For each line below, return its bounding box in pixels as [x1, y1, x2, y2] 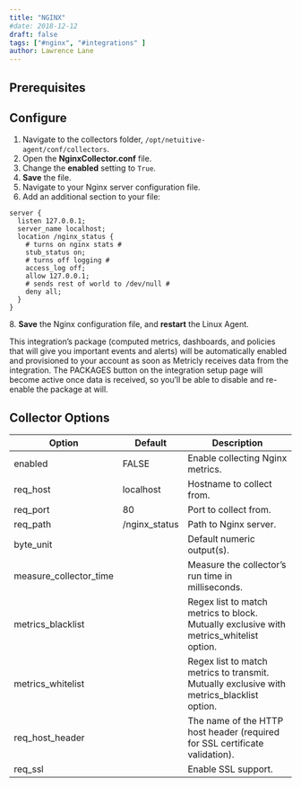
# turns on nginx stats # [25, 240, 123, 250]
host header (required [187, 726, 280, 738]
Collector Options [9, 410, 110, 425]
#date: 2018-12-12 [9, 22, 78, 31]
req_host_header [13, 731, 85, 744]
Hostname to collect [187, 478, 272, 491]
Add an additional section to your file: [21, 191, 161, 202]
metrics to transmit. [187, 667, 270, 679]
